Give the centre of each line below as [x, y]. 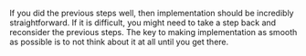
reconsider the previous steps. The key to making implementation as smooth [153, 32]
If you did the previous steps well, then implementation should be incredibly [152, 13]
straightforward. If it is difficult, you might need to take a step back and [143, 23]
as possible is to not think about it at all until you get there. [119, 42]
